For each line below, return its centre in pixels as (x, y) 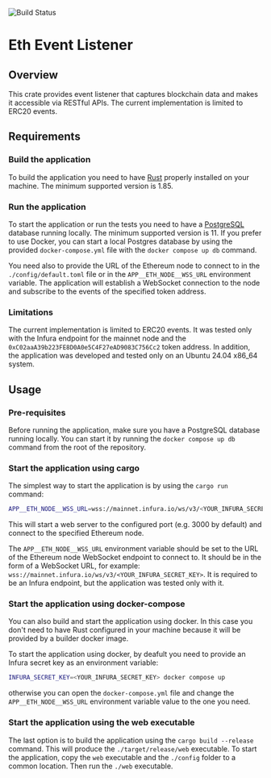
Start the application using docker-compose (97, 604)
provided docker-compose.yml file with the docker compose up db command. (133, 249)
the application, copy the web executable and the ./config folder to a (122, 757)
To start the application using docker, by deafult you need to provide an (127, 655)
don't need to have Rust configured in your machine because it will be (125, 630)
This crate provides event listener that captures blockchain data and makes (133, 94)
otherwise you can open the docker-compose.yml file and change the (121, 693)
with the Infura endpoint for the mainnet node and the (98, 338)
